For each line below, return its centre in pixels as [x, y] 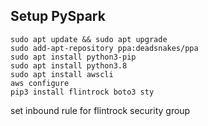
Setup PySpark [58, 16]
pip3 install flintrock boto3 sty [82, 92]
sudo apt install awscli [62, 74]
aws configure [40, 83]
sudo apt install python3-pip [73, 57]
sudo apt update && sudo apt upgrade [89, 39]
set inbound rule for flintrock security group [100, 110]
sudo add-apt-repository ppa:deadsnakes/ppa [104, 48]
